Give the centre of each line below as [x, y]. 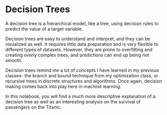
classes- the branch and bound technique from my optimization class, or [82, 75]
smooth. [14, 60]
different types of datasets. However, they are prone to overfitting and [79, 49]
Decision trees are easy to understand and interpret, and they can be [78, 39]
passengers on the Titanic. [33, 107]
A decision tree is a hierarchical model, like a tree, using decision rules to [82, 23]
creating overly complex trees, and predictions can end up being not [77, 55]
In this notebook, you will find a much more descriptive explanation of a [80, 96]
